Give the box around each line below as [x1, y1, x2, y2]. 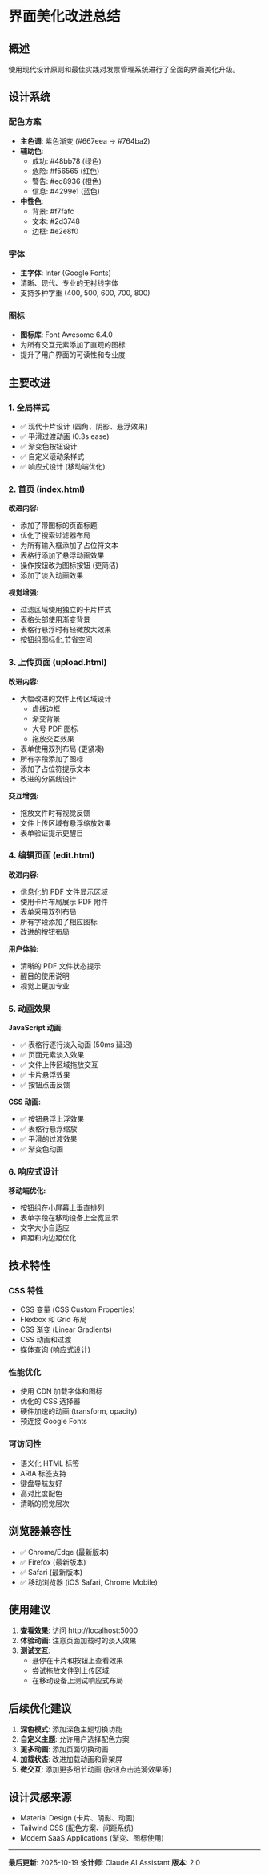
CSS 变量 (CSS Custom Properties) [19, 1305, 136, 1314]
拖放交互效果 [31, 733, 74, 743]
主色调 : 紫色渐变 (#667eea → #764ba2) [19, 136, 151, 145]
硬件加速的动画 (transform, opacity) [19, 1406, 138, 1416]
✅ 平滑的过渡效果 [19, 1134, 78, 1144]
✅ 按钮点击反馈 [19, 1080, 70, 1090]
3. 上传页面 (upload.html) [8, 657, 107, 668]
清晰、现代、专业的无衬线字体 [19, 278, 118, 287]
